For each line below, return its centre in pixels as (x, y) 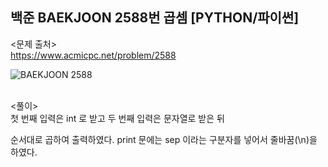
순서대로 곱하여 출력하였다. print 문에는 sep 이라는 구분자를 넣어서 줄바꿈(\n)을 (164, 139)
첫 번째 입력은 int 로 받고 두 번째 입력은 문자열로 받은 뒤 (117, 118)
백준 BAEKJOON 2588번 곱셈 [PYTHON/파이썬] (155, 18)
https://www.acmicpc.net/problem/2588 (93, 55)
